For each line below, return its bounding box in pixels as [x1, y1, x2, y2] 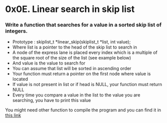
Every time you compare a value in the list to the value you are [12, 92, 141, 98]
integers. [5, 27, 28, 34]
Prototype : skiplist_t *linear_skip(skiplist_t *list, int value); [12, 39, 131, 45]
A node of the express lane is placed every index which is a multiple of [12, 49, 158, 55]
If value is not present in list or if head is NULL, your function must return [12, 81, 163, 87]
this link [5, 112, 21, 118]
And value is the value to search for [12, 60, 86, 66]
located [12, 76, 28, 82]
